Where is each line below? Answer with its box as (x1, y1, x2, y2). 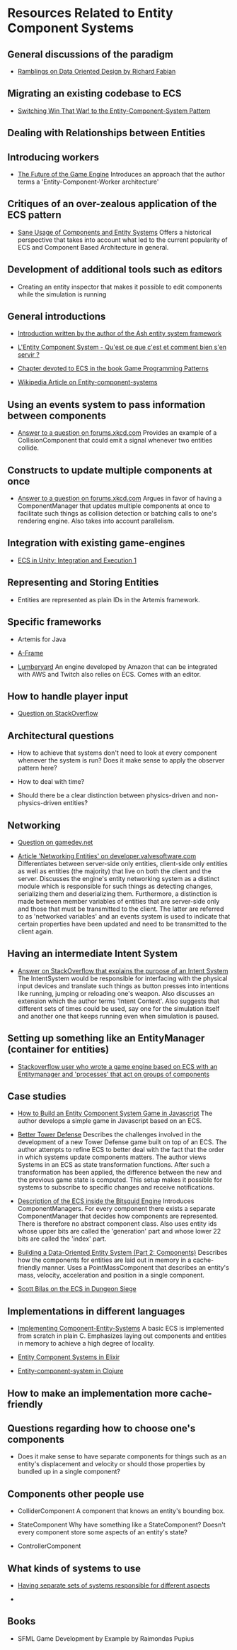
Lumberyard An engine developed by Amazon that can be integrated (17, 662, 218, 671)
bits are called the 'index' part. (17, 1234, 107, 1243)
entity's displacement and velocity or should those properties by (17, 1460, 206, 1468)
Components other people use (7, 1488, 144, 1500)
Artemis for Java (17, 635, 67, 643)
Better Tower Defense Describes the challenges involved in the (17, 1130, 202, 1139)
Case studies (7, 1090, 67, 1102)
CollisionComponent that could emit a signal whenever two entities (17, 436, 213, 445)
